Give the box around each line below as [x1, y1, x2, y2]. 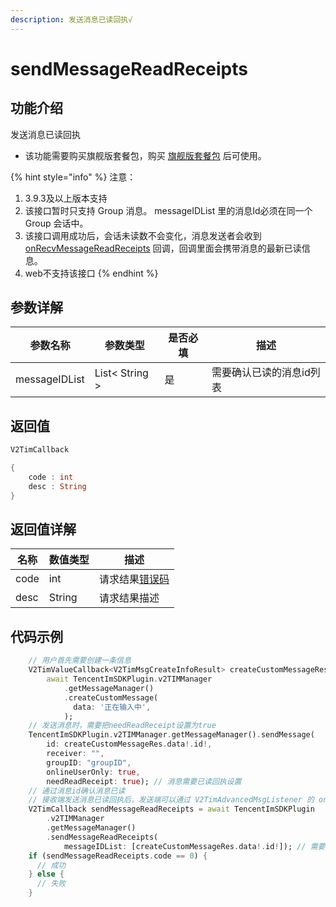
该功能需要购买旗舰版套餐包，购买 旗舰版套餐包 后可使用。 [24, 149, 267, 161]
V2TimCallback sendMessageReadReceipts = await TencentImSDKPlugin [28, 804, 315, 815]
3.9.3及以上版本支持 [24, 192, 108, 204]
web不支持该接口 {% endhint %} [24, 267, 159, 279]
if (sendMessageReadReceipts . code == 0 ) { [28, 851, 208, 861]
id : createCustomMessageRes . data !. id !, [46, 739, 213, 750]
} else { [28, 869, 65, 880]
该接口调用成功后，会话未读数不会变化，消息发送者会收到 [24, 229, 262, 241]
